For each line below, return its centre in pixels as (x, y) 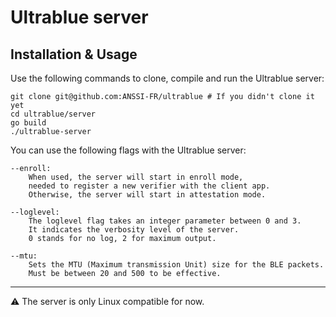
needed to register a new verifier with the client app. (149, 186)
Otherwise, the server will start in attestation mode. (147, 195)
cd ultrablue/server (53, 114)
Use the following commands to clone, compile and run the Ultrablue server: (167, 78)
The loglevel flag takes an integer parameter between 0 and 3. (165, 221)
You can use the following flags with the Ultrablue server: (128, 150)
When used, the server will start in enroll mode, (136, 177)
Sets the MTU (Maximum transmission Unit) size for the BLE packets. (176, 265)
